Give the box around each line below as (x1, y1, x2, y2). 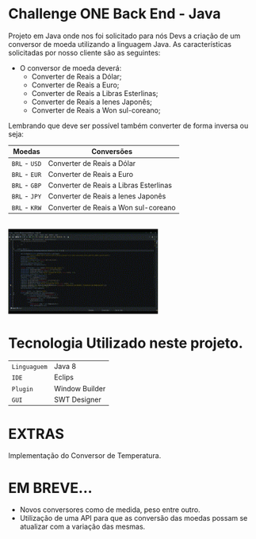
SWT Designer (54, 395, 101, 404)
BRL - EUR (11, 169, 42, 179)
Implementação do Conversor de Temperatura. (8, 451, 162, 460)
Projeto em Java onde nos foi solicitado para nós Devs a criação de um (8, 31, 241, 40)
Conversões (91, 147, 133, 156)
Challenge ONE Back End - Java (8, 5, 221, 23)
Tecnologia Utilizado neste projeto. (8, 334, 243, 352)
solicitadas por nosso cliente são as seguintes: (8, 48, 161, 57)
